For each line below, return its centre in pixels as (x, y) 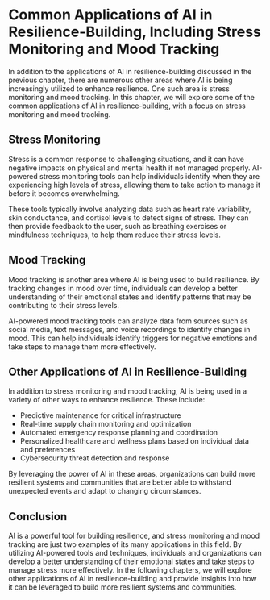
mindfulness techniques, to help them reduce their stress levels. (115, 235)
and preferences (48, 450)
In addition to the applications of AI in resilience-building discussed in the (130, 71)
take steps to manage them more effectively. (82, 346)
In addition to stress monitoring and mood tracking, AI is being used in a (128, 391)
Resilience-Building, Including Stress (135, 32)
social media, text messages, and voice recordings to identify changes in (129, 329)
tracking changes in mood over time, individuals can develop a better (123, 288)
